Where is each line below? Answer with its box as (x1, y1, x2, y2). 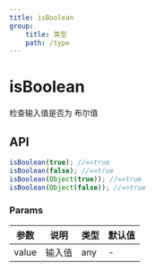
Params (9, 204, 43, 216)
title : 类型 (25, 30, 67, 39)
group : (9, 22, 34, 31)
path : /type (25, 38, 70, 48)
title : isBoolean (9, 13, 74, 22)
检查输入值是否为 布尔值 (9, 108, 99, 118)
